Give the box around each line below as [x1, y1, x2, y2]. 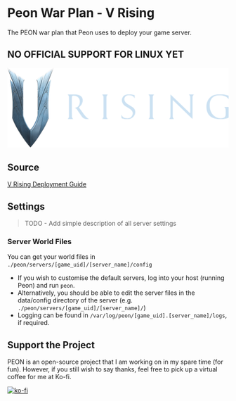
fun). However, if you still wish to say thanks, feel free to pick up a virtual [7, 365, 218, 374]
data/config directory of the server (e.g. [17, 296, 133, 305]
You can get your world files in [7, 253, 96, 261]
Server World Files [7, 236, 72, 246]
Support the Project [7, 339, 95, 351]
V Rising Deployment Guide [7, 180, 86, 189]
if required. [17, 319, 50, 327]
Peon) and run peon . [17, 281, 75, 290]
